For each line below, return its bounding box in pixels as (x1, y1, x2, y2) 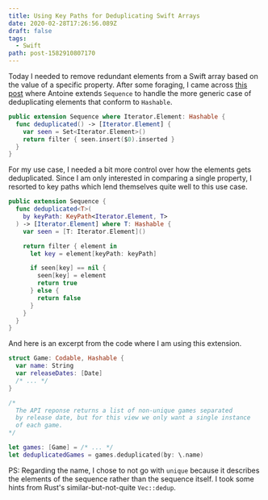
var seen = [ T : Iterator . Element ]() (23, 227, 147, 235)
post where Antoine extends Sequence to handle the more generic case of (8, 89, 252, 98)
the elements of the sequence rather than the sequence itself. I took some (8, 473, 254, 484)
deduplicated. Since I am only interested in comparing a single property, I (8, 173, 252, 183)
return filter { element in (23, 242, 117, 250)
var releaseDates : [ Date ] (15, 369, 103, 377)
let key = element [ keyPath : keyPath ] (29, 249, 157, 258)
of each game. (15, 421, 63, 430)
